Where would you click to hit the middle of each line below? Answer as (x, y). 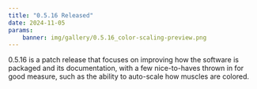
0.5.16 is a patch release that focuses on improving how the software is (124, 60)
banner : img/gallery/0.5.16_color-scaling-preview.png (115, 37)
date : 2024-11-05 (37, 23)
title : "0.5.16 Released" (51, 15)
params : (21, 30)
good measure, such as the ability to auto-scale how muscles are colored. (129, 76)
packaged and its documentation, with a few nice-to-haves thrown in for (126, 69)
